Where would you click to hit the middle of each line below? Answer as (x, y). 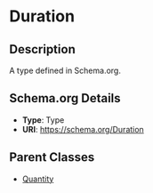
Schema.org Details (65, 98)
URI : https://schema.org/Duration (83, 129)
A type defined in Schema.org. (65, 70)
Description (42, 49)
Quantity (38, 179)
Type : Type (43, 120)
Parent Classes (52, 157)
